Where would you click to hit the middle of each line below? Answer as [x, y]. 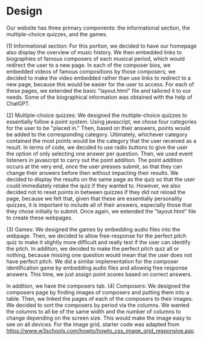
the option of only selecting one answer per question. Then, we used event [100, 153]
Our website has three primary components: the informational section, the [98, 28]
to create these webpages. [40, 218]
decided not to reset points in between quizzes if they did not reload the [96, 192]
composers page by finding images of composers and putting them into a [98, 292]
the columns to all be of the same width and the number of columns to [94, 311]
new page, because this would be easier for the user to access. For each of [100, 84]
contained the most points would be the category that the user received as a [101, 140]
